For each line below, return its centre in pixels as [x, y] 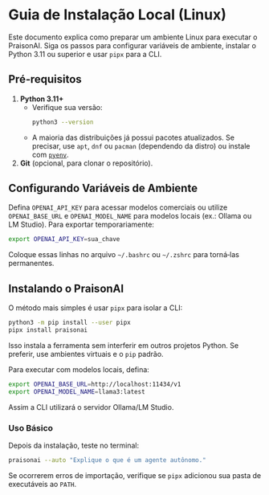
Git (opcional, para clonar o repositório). [86, 163]
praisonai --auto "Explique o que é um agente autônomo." [107, 460]
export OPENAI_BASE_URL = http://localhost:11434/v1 [95, 384]
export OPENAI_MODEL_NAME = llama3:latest [77, 391]
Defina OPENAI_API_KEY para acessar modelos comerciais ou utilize [118, 207]
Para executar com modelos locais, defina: [79, 369]
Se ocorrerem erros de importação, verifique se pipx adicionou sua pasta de [135, 475]
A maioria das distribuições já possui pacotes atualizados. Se [133, 137]
